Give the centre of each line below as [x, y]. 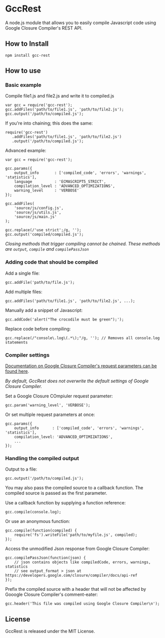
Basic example [23, 85]
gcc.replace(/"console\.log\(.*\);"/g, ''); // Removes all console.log [82, 338]
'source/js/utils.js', [38, 212]
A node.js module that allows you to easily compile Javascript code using [81, 23]
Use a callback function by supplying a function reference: [65, 503]
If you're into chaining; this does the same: [49, 123]
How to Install [27, 44]
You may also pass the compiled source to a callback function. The [74, 488]
